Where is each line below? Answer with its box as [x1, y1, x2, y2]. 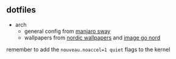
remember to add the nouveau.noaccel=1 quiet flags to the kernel [6, 46, 171, 53]
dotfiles [6, 5, 37, 15]
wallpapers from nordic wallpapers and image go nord [24, 33, 161, 41]
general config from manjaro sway [24, 27, 111, 35]
